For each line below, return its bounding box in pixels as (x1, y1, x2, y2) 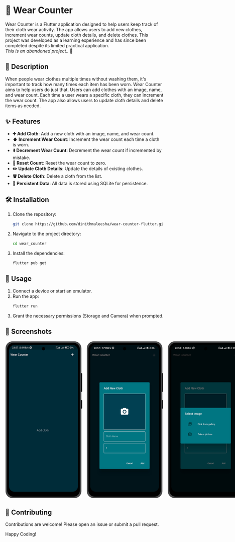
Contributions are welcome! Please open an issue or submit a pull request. (5, 521, 159, 527)
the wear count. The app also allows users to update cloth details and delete (5, 97, 163, 103)
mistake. (12, 154, 30, 161)
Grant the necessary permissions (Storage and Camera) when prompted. (12, 313, 164, 319)
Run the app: (12, 293, 39, 299)
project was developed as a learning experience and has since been (5, 37, 147, 43)
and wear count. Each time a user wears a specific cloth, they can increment (5, 92, 164, 98)
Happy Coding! (5, 531, 37, 537)
